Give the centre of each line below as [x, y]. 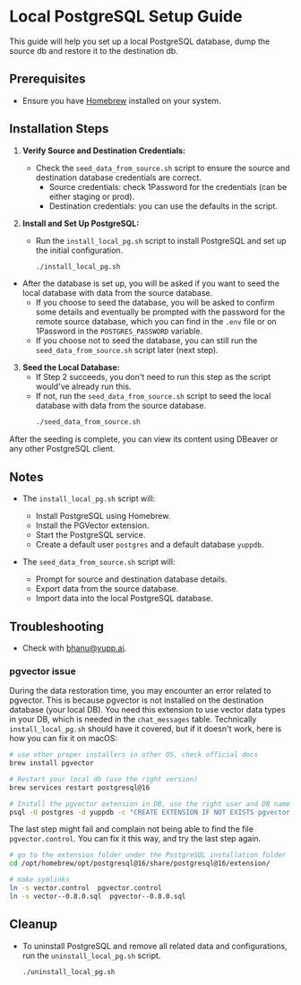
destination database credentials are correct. [118, 177]
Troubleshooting [57, 626]
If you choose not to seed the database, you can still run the [146, 341]
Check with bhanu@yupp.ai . [74, 648]
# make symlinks [39, 880]
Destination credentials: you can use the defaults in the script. [163, 206]
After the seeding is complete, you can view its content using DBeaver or [144, 439]
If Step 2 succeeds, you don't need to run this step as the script [153, 377]
